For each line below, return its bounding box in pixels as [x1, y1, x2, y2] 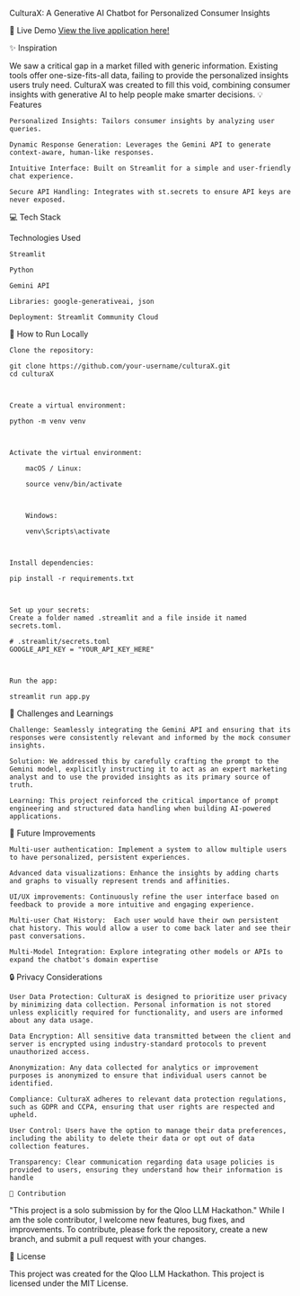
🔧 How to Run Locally [9, 328, 89, 339]
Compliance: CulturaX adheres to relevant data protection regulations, [9, 1095, 287, 1104]
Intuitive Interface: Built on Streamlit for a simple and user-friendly [9, 164, 292, 173]
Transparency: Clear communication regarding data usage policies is [9, 1157, 276, 1166]
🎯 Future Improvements [9, 827, 96, 838]
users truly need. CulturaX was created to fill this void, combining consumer [9, 80, 291, 90]
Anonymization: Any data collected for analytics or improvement [9, 1063, 259, 1072]
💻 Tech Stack [9, 211, 61, 222]
